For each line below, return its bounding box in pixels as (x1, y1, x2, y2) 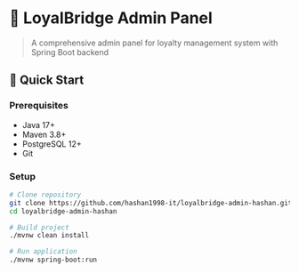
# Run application (9, 247, 77, 256)
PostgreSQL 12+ (21, 138, 82, 149)
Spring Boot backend (30, 46, 109, 57)
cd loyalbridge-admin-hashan (9, 206, 117, 216)
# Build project (9, 222, 69, 232)
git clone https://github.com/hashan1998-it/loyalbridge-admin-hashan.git (9, 198, 293, 207)
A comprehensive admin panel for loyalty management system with (30, 37, 279, 48)
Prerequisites (9, 100, 69, 112)
